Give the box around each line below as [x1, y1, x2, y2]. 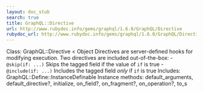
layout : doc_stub [6, 8, 50, 15]
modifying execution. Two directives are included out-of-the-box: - [6, 54, 173, 62]
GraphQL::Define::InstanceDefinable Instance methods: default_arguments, [6, 74, 193, 81]
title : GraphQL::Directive [6, 20, 74, 26]
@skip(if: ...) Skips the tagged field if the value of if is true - [6, 61, 164, 68]
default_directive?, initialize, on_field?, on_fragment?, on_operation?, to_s [6, 80, 187, 88]
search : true [6, 14, 39, 21]
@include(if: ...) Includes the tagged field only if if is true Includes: [6, 67, 181, 74]
